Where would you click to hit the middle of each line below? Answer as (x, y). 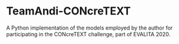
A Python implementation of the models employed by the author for (89, 28)
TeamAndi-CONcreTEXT (68, 11)
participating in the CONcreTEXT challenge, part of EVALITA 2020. (88, 34)
